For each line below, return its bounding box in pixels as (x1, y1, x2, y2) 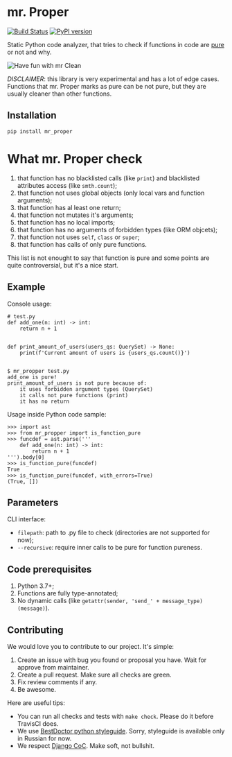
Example (7, 281, 46, 293)
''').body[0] (7, 453, 45, 461)
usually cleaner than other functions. (7, 89, 112, 98)
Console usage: (7, 299, 52, 308)
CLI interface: (7, 515, 46, 523)
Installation (7, 110, 57, 121)
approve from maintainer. (17, 663, 90, 671)
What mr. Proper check (7, 150, 143, 166)
